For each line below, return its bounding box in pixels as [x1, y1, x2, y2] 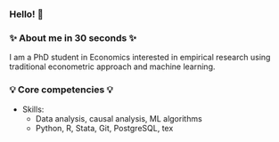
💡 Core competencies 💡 [9, 83, 114, 96]
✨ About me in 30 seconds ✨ [9, 31, 137, 43]
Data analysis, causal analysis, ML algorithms [35, 113, 202, 123]
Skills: [21, 104, 45, 114]
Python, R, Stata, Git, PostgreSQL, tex [35, 122, 174, 133]
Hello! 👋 [9, 8, 45, 20]
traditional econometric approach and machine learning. [9, 61, 216, 72]
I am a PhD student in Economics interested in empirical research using [9, 52, 271, 63]
